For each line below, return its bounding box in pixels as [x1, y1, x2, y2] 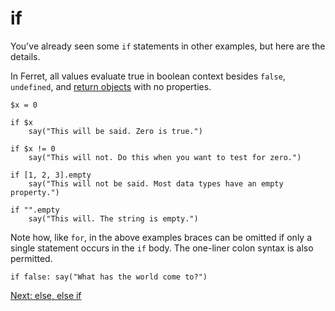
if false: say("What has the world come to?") [10, 272, 208, 282]
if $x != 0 [10, 143, 56, 154]
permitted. [10, 252, 53, 264]
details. [10, 50, 41, 62]
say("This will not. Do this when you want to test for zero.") [28, 152, 302, 162]
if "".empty [10, 205, 60, 215]
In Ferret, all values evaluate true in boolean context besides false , [10, 70, 286, 82]
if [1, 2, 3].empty [10, 170, 92, 180]
